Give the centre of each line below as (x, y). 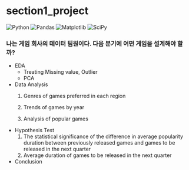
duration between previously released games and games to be (99, 143)
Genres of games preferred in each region (74, 96)
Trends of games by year (54, 107)
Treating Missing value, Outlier (61, 72)
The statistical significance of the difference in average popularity (103, 136)
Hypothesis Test (34, 130)
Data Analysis (31, 84)
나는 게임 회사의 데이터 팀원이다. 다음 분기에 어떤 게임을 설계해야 (91, 44)
